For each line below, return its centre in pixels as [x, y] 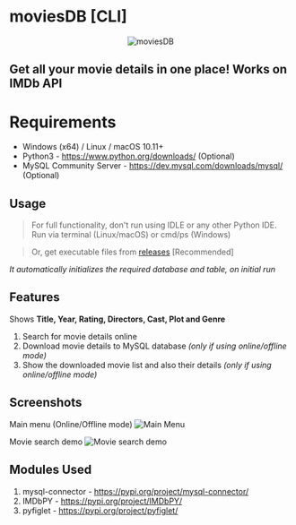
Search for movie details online [79, 336]
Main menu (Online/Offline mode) [71, 424]
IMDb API [36, 84]
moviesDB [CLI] [68, 17]
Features [35, 297]
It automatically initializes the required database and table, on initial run [143, 270]
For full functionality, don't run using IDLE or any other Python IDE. [154, 225]
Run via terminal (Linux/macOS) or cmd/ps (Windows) [131, 235]
